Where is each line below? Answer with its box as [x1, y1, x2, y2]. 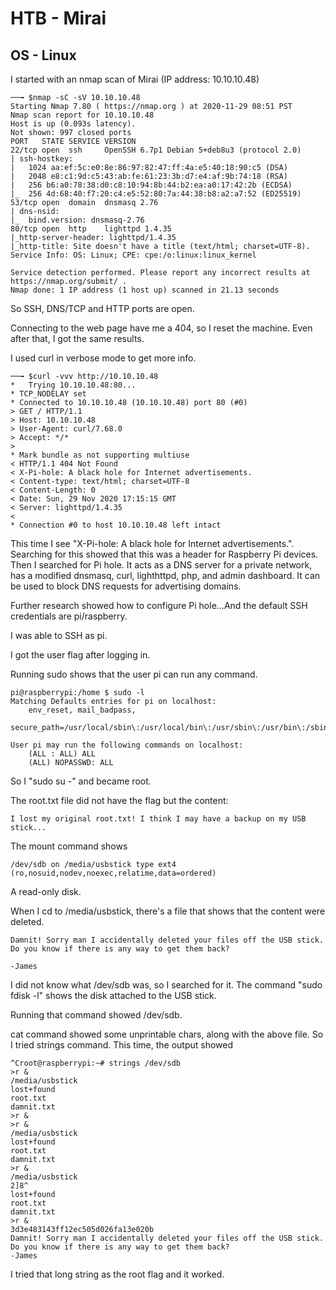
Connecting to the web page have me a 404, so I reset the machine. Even [10, 322, 313, 334]
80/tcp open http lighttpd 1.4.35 [10, 224, 172, 234]
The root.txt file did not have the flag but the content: [10, 795, 229, 806]
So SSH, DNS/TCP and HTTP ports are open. [10, 303, 195, 314]
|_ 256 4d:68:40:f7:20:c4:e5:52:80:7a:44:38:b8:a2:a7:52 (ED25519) [10, 189, 302, 199]
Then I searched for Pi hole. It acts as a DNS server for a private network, [10, 559, 313, 571]
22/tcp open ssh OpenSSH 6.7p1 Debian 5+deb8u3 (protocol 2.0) [10, 145, 302, 155]
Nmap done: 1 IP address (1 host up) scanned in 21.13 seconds [10, 285, 280, 295]
